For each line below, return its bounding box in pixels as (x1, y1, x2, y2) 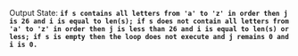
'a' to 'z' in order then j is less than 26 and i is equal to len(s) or (9, 25, 290, 34)
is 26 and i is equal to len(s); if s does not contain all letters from (9, 17, 290, 26)
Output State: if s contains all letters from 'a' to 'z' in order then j (9, 8, 288, 18)
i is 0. (9, 40, 38, 49)
